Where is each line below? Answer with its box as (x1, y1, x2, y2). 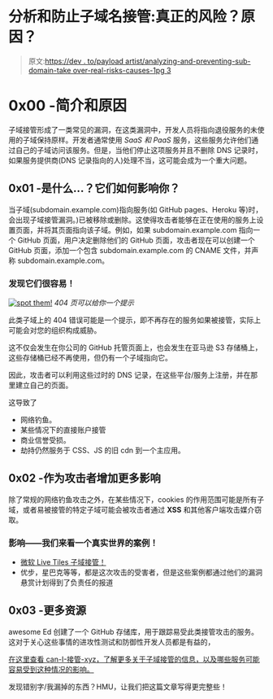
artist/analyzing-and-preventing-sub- (125, 56, 251, 66)
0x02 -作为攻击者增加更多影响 (8, 471, 161, 485)
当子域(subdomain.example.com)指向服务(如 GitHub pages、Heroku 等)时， (8, 204, 263, 214)
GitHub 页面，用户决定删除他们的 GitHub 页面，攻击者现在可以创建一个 (17, 235, 256, 245)
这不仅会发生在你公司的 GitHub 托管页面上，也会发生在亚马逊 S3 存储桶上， (8, 343, 262, 352)
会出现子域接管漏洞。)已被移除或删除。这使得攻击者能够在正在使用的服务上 (8, 215, 258, 225)
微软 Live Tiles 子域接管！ (19, 557, 107, 567)
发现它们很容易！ (8, 277, 76, 289)
